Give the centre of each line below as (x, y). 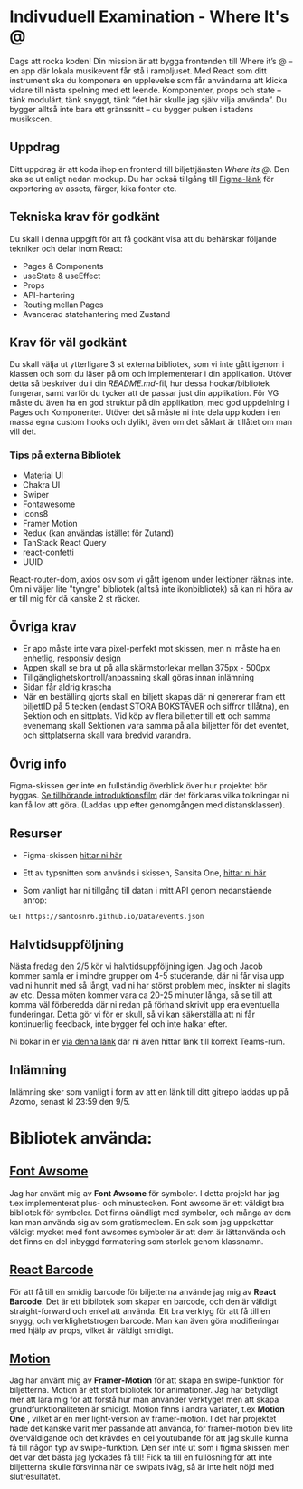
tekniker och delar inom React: (66, 248)
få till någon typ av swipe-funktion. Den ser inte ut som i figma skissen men (150, 1448)
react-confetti (48, 552)
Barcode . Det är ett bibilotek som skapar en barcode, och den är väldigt (143, 1301)
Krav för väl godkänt (68, 342)
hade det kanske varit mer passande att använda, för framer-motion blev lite (151, 1428)
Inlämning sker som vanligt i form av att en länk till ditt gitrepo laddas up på (149, 1092)
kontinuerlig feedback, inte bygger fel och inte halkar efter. (118, 1024)
